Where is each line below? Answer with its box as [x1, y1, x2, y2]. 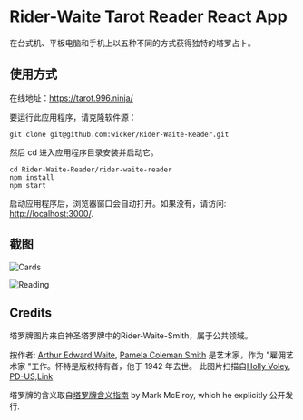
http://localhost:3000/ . [9, 208, 93, 219]
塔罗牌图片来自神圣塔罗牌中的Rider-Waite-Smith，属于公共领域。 [9, 330, 253, 341]
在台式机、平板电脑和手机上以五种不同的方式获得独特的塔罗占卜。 [9, 37, 256, 48]
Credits [9, 305, 53, 320]
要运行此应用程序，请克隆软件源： [9, 112, 137, 122]
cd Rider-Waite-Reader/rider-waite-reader [9, 165, 172, 174]
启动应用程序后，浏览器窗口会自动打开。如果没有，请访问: [9, 198, 227, 209]
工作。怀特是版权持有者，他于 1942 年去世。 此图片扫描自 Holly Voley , [31, 361, 291, 372]
